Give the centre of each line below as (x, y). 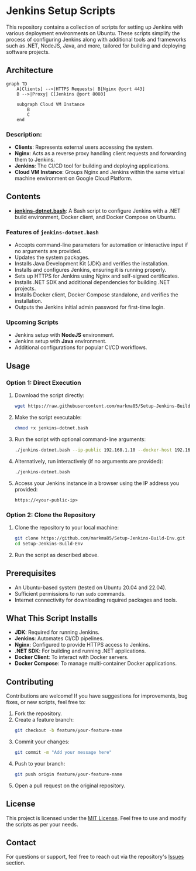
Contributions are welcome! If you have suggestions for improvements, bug (97, 696)
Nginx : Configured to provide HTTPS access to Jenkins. (82, 645)
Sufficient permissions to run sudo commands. (70, 593)
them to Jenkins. (35, 160)
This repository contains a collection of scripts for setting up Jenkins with (94, 27)
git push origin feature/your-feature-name (68, 774)
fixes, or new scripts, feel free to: (46, 702)
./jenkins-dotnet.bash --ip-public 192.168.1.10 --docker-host (93, 450)
